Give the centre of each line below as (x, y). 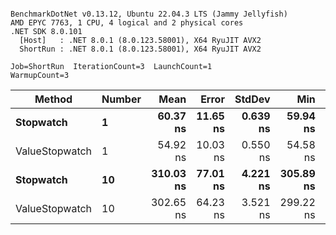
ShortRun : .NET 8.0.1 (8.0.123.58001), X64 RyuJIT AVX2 (140, 49)
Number (121, 99)
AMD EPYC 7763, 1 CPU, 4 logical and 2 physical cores (127, 23)
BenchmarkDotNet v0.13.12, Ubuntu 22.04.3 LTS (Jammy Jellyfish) (149, 14)
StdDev (252, 99)
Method (53, 99)
